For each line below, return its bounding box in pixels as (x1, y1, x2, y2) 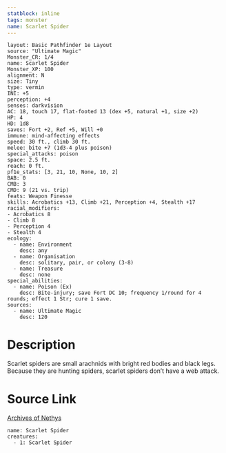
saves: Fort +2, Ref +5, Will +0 (7, 126, 103, 133)
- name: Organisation (13, 253, 76, 260)
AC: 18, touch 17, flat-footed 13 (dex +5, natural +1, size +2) (7, 108, 198, 115)
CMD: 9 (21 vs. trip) (7, 187, 70, 194)
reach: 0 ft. (7, 163, 45, 170)
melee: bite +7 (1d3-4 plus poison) (7, 144, 112, 152)
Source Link (7, 391, 77, 407)
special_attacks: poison (7, 151, 79, 157)
